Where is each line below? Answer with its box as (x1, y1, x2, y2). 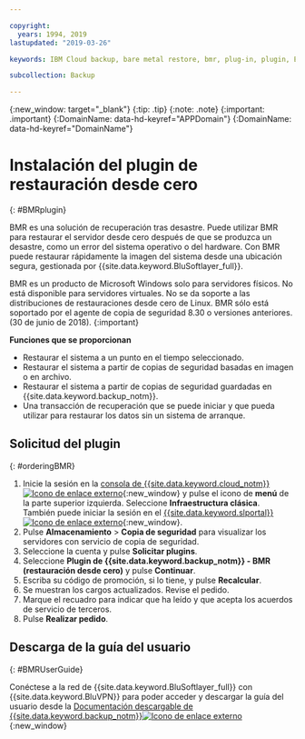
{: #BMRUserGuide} (9, 664, 84, 674)
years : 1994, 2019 (17, 29, 88, 39)
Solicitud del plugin (9, 436, 121, 452)
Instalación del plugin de (9, 155, 198, 175)
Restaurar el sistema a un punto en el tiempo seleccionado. (22, 352, 244, 364)
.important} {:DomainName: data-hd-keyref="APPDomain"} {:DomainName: (9, 114, 292, 125)
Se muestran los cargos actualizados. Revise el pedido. (22, 584, 230, 595)
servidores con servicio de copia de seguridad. (22, 535, 200, 546)
